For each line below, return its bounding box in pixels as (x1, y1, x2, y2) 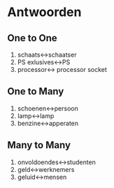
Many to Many (7, 139, 71, 151)
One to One (7, 32, 57, 44)
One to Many (7, 85, 64, 98)
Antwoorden (7, 4, 82, 20)
